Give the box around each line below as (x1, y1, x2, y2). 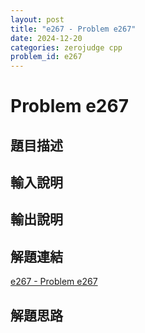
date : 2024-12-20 (10, 33, 83, 43)
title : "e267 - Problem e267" (10, 24, 137, 34)
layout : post (10, 14, 65, 25)
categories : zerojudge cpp (10, 42, 123, 53)
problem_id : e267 (10, 52, 83, 62)
